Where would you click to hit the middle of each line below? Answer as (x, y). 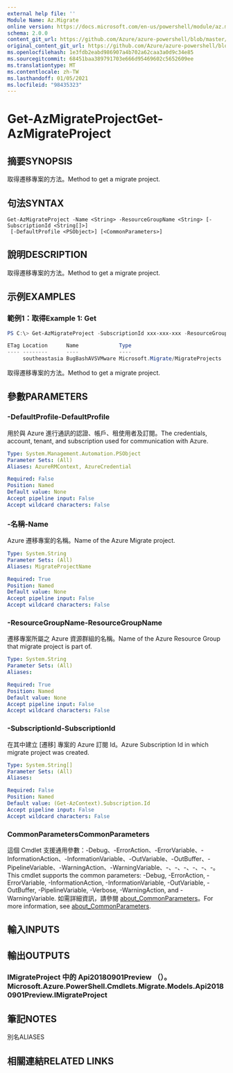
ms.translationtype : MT (42, 65)
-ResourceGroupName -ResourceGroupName (85, 623)
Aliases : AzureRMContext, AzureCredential (69, 466)
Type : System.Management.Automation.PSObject (74, 453)
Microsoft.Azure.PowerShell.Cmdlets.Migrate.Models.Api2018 (115, 986)
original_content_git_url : (46, 46)
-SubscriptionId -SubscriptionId (61, 728)
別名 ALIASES (26, 1037)
